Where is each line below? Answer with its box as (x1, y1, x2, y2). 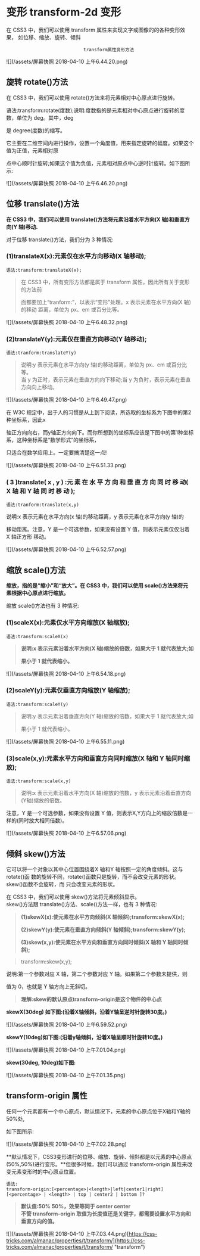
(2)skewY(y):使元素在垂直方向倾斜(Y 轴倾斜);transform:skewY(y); (20, 926, 186, 933)
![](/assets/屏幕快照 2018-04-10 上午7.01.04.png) (6, 1046, 126, 1053)
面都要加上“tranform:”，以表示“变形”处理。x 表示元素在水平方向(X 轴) (20, 299, 192, 306)
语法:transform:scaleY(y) (6, 701, 68, 707)
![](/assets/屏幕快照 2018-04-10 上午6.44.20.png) (6, 58, 128, 65)
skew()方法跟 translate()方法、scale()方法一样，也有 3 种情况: (6, 900, 158, 907)
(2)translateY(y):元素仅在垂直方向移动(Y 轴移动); (6, 335, 147, 343)
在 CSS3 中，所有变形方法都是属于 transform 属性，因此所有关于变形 (20, 278, 190, 285)
